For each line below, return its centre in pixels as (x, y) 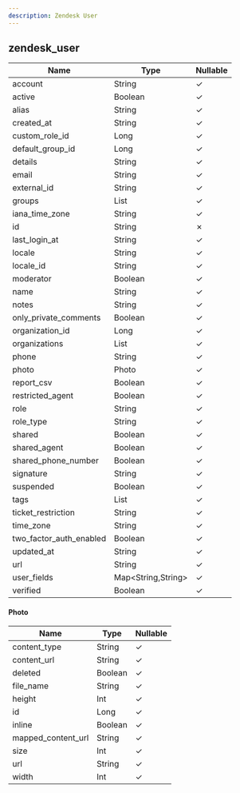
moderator (32, 279)
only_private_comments (57, 318)
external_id (33, 188)
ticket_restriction (44, 512)
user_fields (33, 578)
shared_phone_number (56, 460)
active (24, 97)
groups (26, 201)
